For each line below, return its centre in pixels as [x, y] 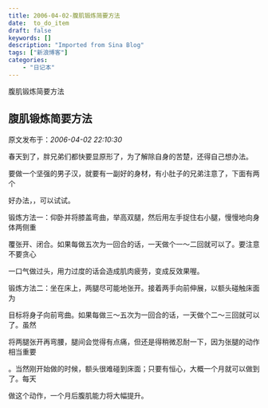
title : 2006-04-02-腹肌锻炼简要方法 [64, 16]
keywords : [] [30, 38]
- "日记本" [39, 68]
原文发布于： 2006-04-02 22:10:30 [65, 139]
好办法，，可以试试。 [41, 200]
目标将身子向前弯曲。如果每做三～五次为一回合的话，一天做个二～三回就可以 [134, 315]
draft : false [30, 30]
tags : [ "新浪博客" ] [38, 53]
